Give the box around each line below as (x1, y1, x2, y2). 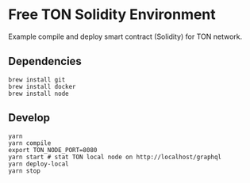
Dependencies (8, 55, 82, 68)
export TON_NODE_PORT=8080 (8, 146, 98, 154)
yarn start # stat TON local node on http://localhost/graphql (8, 153, 222, 161)
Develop (8, 111, 50, 124)
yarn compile (8, 139, 52, 147)
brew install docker (8, 82, 77, 90)
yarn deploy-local (8, 160, 69, 168)
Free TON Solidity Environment (8, 6, 216, 24)
